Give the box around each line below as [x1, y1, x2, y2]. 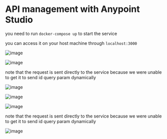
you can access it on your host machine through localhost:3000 [5, 40, 137, 46]
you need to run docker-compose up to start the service [5, 30, 117, 36]
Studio [5, 14, 33, 25]
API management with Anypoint [5, 3, 140, 15]
